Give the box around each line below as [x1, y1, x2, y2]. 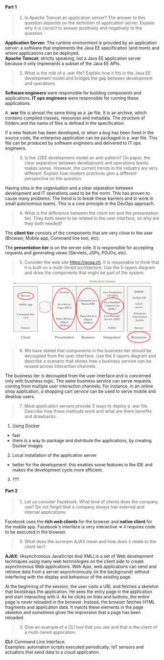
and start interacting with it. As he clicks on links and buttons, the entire [5, 593, 150, 599]
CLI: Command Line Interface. [5, 638, 66, 644]
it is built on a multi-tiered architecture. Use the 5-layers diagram [24, 265, 155, 271]
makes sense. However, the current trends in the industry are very [24, 165, 158, 171]
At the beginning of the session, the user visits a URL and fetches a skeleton [5, 583, 159, 589]
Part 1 [5, 4, 17, 10]
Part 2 [5, 488, 18, 494]
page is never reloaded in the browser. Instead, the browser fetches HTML [5, 599, 155, 605]
